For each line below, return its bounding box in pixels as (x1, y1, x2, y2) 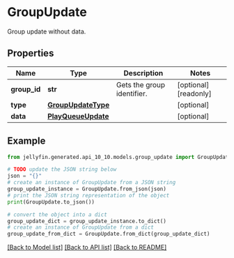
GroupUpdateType (47, 100, 110, 109)
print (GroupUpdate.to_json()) (7, 198, 95, 206)
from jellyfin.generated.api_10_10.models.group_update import (7, 153, 195, 160)
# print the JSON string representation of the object (7, 192, 170, 199)
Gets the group (116, 79, 166, 89)
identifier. (116, 89, 148, 98)
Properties (7, 47, 54, 59)
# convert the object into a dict (7, 211, 108, 218)
